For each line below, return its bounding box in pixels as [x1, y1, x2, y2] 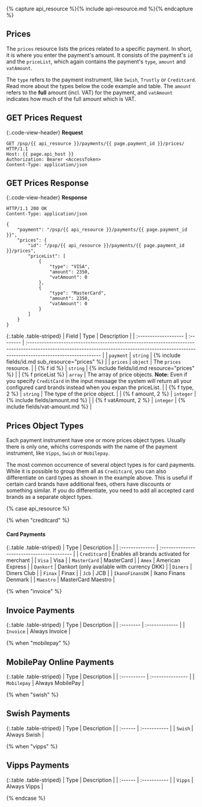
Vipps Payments [6, 760, 69, 771]
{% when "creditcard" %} [6, 516, 70, 524]
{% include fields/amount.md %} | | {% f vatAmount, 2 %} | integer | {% [6, 397, 186, 404]
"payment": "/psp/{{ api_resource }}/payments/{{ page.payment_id [17, 227, 188, 233]
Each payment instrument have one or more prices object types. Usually [6, 437, 186, 444]
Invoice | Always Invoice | [6, 628, 71, 635]
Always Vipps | [6, 782, 43, 790]
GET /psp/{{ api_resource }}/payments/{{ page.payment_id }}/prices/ [6, 140, 185, 147]
